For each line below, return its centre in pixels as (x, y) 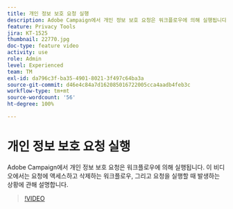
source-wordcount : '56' (42, 98)
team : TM (20, 72)
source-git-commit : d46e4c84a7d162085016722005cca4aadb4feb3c (99, 85)
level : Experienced (35, 65)
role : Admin (24, 59)
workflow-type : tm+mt (38, 91)
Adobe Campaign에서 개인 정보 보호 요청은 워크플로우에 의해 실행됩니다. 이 (110, 167)
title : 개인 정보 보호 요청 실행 (48, 14)
